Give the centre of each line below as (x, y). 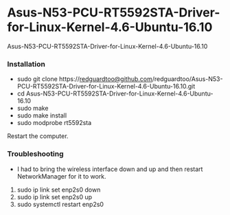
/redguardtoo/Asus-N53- (187, 79)
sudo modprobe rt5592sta (54, 123)
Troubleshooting (35, 154)
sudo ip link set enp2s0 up (55, 196)
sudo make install (42, 115)
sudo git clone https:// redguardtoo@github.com (84, 79)
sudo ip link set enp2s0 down (59, 190)
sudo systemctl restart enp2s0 (60, 204)
